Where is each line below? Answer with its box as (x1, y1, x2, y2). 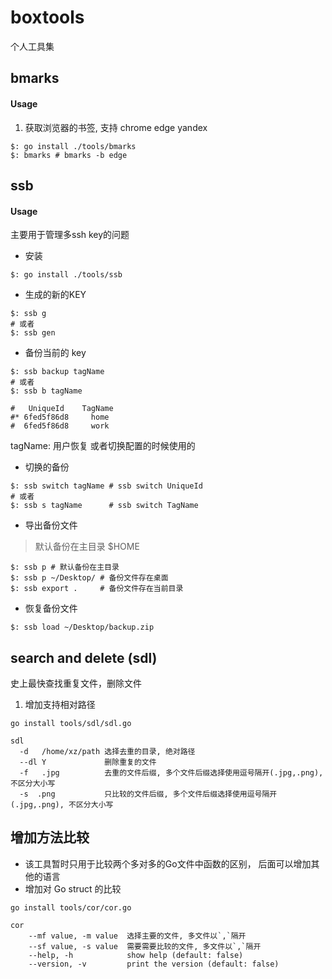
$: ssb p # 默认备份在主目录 (10, 562, 120, 573)
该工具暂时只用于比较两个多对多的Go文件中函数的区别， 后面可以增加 (24, 857, 312, 870)
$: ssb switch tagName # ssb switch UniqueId (10, 481, 203, 491)
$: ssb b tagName (10, 386, 83, 396)
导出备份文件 (24, 519, 78, 531)
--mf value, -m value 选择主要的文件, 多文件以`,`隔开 (28, 931, 247, 941)
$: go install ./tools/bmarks (10, 141, 137, 151)
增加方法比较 (10, 829, 90, 846)
